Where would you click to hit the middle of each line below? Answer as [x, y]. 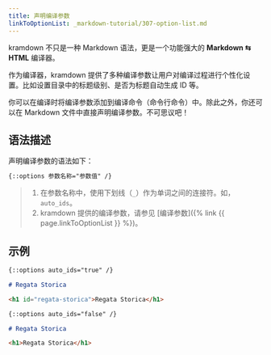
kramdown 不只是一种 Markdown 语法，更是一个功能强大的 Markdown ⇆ [130, 47]
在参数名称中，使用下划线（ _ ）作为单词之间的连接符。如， [138, 193]
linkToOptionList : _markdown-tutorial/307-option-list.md [108, 23]
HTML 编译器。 [34, 57]
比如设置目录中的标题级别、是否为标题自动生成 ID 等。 [113, 85]
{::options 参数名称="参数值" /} [60, 176]
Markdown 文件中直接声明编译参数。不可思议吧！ [106, 112]
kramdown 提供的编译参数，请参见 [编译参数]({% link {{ [132, 213]
